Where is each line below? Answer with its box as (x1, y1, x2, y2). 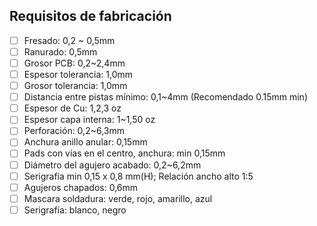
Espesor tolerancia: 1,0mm (23, 69, 134, 80)
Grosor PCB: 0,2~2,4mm (23, 57, 126, 69)
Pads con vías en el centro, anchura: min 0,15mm (23, 147, 226, 159)
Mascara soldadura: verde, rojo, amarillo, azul (23, 192, 213, 204)
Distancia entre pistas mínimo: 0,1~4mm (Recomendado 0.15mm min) (23, 91, 308, 103)
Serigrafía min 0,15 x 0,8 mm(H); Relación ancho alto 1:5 (23, 170, 254, 182)
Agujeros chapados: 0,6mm (23, 181, 139, 193)
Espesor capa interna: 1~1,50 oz (23, 114, 156, 126)
